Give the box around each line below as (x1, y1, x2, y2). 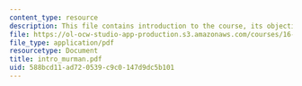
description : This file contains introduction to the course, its (9, 21, 263, 30)
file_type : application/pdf (9, 38, 115, 47)
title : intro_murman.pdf (9, 55, 102, 64)
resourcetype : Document (9, 47, 99, 56)
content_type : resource (9, 13, 99, 22)
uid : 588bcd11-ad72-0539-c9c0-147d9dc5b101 (9, 64, 175, 73)
